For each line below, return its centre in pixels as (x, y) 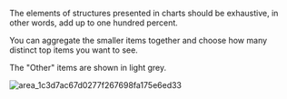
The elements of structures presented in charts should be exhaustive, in (144, 13)
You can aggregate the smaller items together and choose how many (139, 40)
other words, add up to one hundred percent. (94, 23)
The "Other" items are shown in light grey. (88, 68)
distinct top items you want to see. (74, 50)
